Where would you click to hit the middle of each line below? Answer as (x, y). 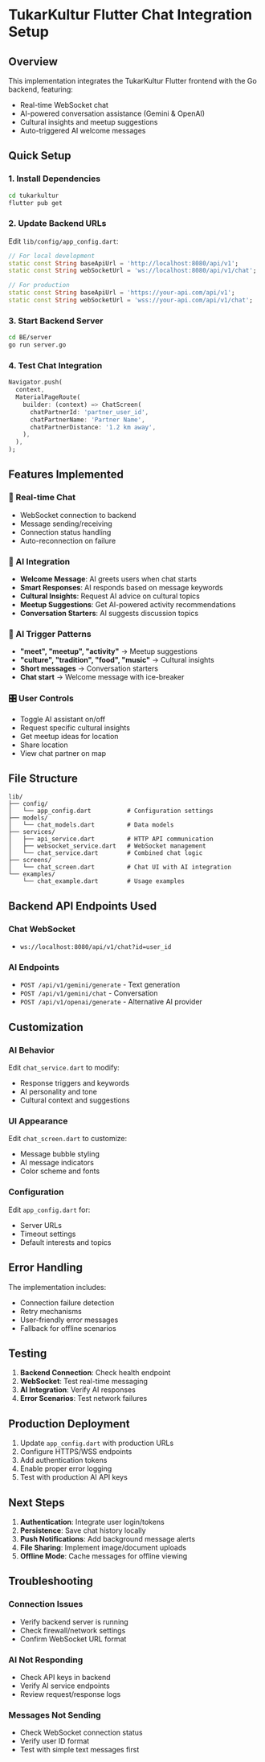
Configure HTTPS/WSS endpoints (76, 1452)
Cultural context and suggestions (75, 1100)
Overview (33, 62)
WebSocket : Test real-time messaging (84, 1382)
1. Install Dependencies (55, 179)
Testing (28, 1353)
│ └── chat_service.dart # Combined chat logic (106, 853)
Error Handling (45, 1268)
